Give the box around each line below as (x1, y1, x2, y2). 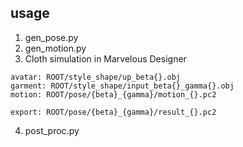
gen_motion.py (24, 42, 87, 54)
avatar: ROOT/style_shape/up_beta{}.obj (10, 72, 182, 82)
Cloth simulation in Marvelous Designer (24, 52, 187, 65)
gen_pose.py (24, 31, 79, 43)
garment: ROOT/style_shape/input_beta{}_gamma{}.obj (10, 81, 235, 91)
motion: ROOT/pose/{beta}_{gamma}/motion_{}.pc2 (10, 89, 217, 100)
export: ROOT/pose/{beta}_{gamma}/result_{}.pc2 (10, 107, 217, 117)
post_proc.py (24, 124, 80, 136)
